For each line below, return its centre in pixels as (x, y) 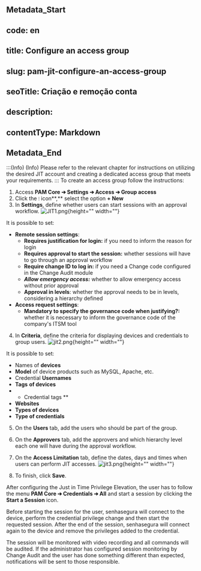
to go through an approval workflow (68, 260)
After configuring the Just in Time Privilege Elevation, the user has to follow (100, 487)
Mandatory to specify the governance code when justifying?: (102, 311)
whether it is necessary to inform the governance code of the (100, 317)
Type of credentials (40, 416)
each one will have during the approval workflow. (76, 446)
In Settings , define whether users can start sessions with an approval (101, 204)
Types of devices (37, 410)
